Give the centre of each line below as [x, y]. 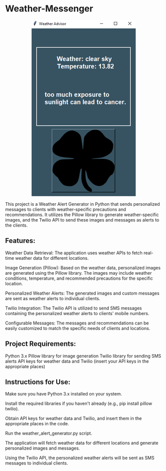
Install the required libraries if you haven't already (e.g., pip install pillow [79, 403]
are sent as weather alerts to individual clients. [53, 298]
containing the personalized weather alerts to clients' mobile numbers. [77, 313]
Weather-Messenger [49, 9]
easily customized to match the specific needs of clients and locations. [78, 328]
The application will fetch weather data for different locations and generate [82, 443]
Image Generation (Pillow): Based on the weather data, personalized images [83, 268]
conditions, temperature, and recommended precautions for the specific [79, 278]
